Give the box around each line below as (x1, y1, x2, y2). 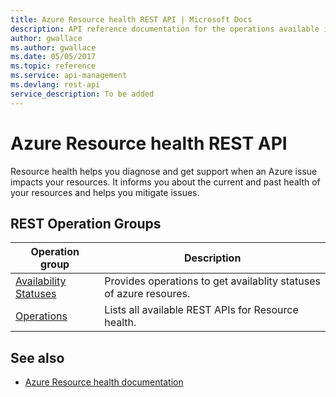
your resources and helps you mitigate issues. (10, 186, 200, 198)
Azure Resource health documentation (24, 376, 184, 388)
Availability (15, 274, 67, 288)
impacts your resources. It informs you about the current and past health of (10, 176, 321, 188)
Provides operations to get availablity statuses (104, 274, 322, 288)
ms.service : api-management (10, 71, 128, 81)
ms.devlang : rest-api (10, 80, 101, 90)
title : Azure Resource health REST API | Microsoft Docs (10, 14, 253, 25)
